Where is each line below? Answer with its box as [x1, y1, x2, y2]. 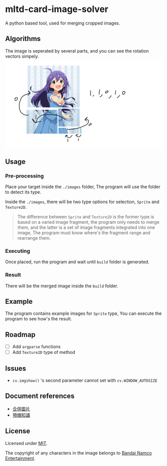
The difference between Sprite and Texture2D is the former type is [17, 214, 155, 220]
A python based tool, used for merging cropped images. [5, 20, 121, 26]
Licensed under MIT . [5, 440, 48, 446]
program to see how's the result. [5, 316, 72, 322]
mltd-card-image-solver [5, 4, 109, 15]
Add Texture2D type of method [12, 349, 76, 355]
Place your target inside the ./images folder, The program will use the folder [5, 184, 161, 190]
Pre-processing [5, 172, 44, 179]
